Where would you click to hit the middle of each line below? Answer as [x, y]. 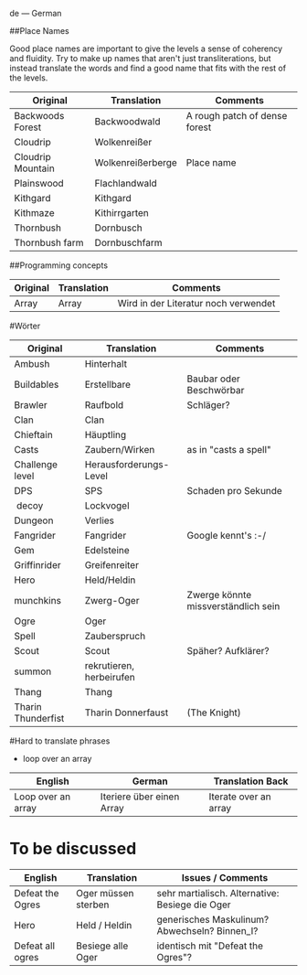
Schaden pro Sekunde [235, 491]
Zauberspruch [115, 636]
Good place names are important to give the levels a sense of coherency [146, 48]
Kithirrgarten [122, 213]
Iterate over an [240, 797]
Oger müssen [105, 893]
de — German [36, 13]
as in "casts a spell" [229, 450]
